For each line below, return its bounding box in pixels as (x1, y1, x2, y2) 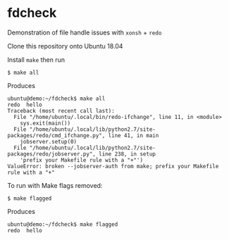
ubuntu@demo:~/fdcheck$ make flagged (7, 220, 118, 228)
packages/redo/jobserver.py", (7, 150, 97, 158)
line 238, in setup (98, 150, 156, 158)
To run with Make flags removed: (7, 181, 103, 189)
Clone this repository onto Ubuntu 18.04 (7, 42, 123, 50)
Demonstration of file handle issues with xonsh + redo (7, 28, 162, 37)
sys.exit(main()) (20, 120, 71, 127)
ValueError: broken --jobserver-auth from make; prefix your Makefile (7, 163, 219, 170)
